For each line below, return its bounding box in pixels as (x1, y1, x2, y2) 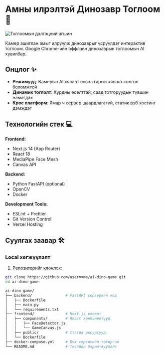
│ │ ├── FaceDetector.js (5, 321, 66, 326)
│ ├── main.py (5, 302, 39, 307)
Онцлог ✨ (5, 65, 37, 74)
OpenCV (12, 186, 30, 192)
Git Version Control (12, 216, 52, 222)
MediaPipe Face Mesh (12, 156, 58, 162)
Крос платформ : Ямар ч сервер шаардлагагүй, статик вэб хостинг (12, 100, 156, 106)
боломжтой (12, 84, 37, 90)
